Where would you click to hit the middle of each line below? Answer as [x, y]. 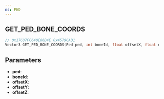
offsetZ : [20, 92]
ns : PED [13, 9]
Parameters [23, 60]
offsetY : [20, 87]
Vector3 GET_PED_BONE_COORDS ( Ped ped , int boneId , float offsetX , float [81, 45]
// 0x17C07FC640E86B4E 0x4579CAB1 [40, 40]
